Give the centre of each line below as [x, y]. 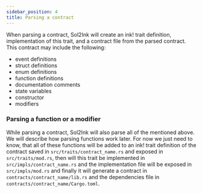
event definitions [36, 59]
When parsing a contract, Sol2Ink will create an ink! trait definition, [89, 34]
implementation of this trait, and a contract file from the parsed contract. [96, 41]
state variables [33, 91]
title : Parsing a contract [40, 17]
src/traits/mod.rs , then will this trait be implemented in [76, 158]
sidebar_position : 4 [32, 12]
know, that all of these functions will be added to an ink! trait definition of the [101, 145]
